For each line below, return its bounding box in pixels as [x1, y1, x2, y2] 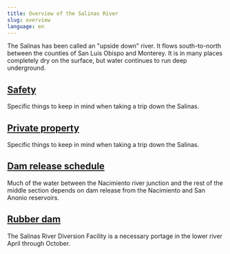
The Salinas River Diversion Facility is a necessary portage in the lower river [7, 232, 222, 240]
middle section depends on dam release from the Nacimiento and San [7, 186, 205, 194]
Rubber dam [7, 213, 61, 225]
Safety [7, 84, 36, 95]
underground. [7, 63, 46, 72]
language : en [7, 23, 45, 30]
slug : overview [7, 17, 51, 23]
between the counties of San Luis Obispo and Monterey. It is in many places [7, 49, 222, 57]
